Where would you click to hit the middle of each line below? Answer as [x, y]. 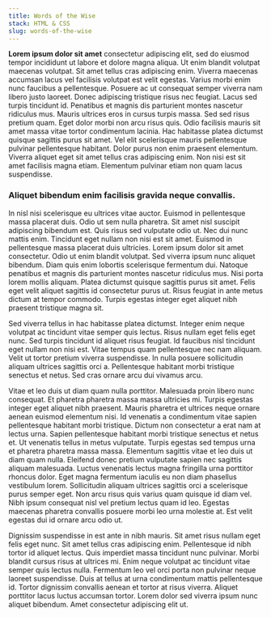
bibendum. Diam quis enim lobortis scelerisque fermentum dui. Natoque [128, 265]
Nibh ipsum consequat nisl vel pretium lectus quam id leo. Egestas [119, 502]
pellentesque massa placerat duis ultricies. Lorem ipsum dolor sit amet [126, 247]
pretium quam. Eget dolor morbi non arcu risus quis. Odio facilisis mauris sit [135, 123]
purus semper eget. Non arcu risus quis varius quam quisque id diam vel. [130, 494]
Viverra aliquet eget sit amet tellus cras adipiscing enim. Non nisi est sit [127, 157]
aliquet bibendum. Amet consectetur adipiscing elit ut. [98, 604]
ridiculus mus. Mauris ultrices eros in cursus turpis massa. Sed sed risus [129, 114]
